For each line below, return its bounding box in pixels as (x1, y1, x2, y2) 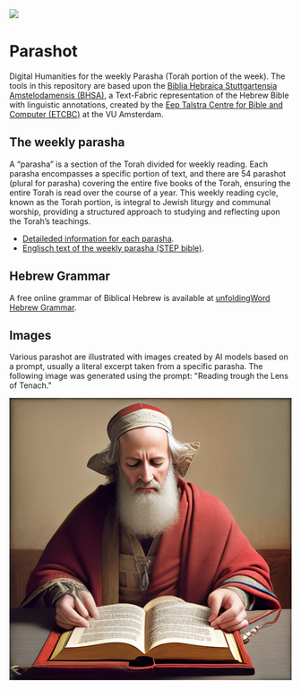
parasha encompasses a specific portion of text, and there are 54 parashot (9, 168, 287, 178)
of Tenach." (9, 380, 52, 391)
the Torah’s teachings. (9, 215, 91, 227)
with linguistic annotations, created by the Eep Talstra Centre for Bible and (9, 99, 284, 110)
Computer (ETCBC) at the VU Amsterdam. (9, 108, 164, 119)
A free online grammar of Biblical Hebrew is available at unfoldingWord (9, 292, 271, 303)
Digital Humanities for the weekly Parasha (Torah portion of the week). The (9, 71, 286, 82)
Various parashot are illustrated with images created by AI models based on (9, 351, 288, 362)
